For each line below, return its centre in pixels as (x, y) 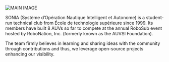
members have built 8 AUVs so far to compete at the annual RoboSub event (84, 28)
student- (155, 17)
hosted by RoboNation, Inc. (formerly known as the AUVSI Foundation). (79, 34)
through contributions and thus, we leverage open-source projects (74, 49)
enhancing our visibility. (30, 54)
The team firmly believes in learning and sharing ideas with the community (83, 43)
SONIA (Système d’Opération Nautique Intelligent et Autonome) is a (75, 17)
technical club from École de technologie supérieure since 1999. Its (83, 23)
